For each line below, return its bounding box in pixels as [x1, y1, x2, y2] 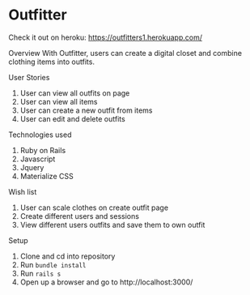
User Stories [8, 72, 50, 82]
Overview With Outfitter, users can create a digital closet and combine [8, 48, 243, 58]
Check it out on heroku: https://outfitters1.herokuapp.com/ [8, 32, 202, 42]
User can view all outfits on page [19, 88, 130, 98]
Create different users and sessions [19, 211, 140, 220]
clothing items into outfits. [8, 57, 95, 66]
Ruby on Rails [19, 145, 66, 155]
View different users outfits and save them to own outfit [19, 220, 206, 229]
